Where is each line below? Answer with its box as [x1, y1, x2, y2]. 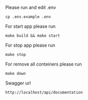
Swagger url [5, 80, 32, 86]
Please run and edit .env [5, 5, 56, 10]
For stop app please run [5, 42, 55, 48]
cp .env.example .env [5, 14, 51, 19]
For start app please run [5, 23, 56, 29]
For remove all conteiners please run [5, 61, 82, 67]
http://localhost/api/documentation [5, 90, 83, 95]
